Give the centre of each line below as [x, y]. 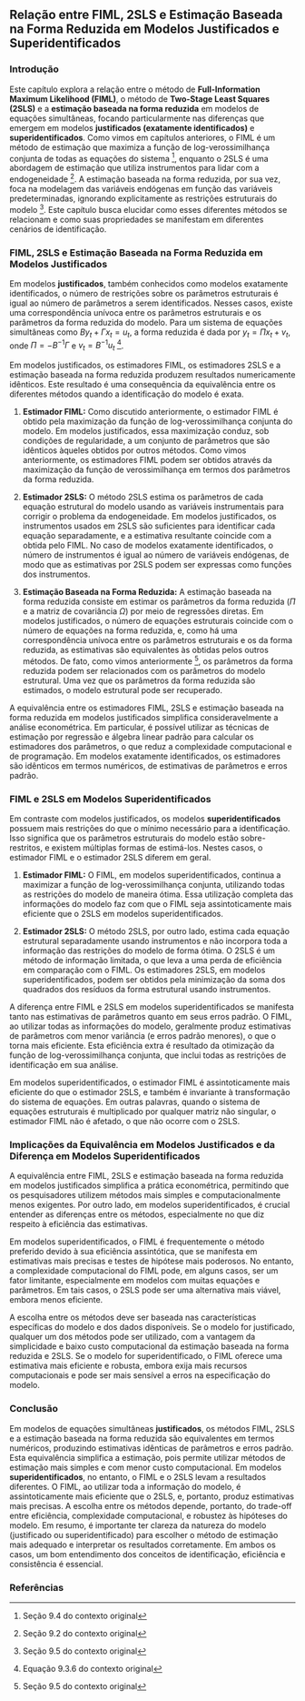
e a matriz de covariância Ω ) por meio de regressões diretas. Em [143, 611]
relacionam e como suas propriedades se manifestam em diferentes [137, 219]
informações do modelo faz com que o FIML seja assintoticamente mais [157, 904]
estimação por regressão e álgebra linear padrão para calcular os [132, 737]
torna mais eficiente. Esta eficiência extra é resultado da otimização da [142, 1046]
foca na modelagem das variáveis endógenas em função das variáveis [141, 189]
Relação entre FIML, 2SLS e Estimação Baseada [146, 15]
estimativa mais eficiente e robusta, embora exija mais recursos [128, 1366]
